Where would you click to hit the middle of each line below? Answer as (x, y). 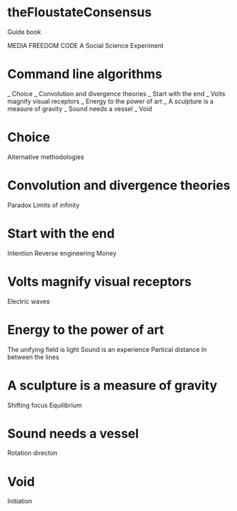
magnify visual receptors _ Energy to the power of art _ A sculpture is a (110, 101)
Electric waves (29, 301)
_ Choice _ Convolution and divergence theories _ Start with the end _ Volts (116, 93)
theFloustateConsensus (80, 12)
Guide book (24, 32)
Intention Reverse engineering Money (62, 253)
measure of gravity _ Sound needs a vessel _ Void (80, 108)
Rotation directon (33, 453)
